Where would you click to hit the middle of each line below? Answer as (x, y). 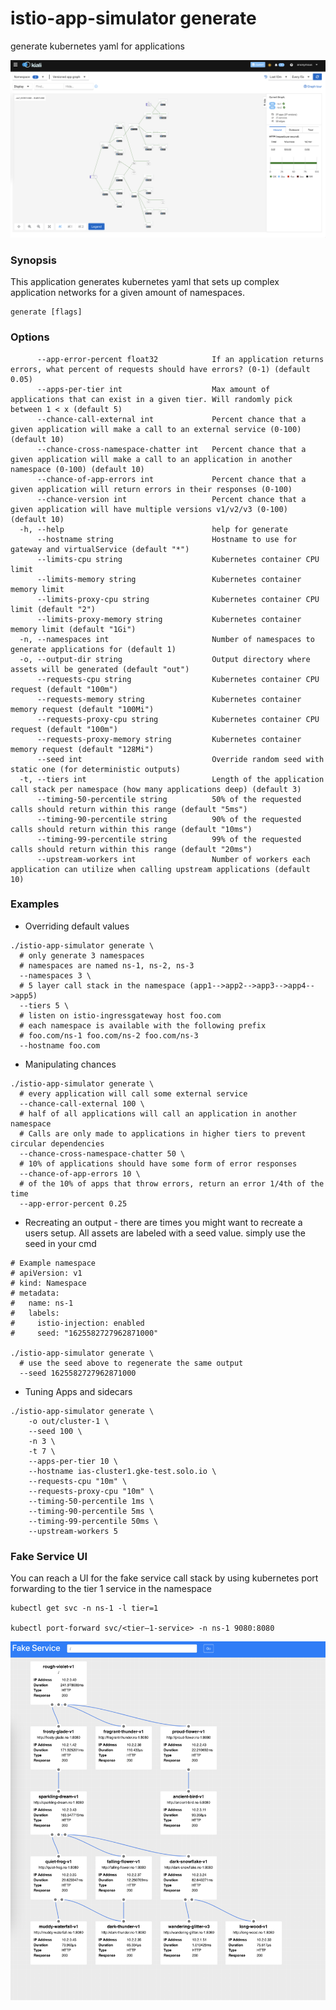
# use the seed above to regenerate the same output (131, 1363)
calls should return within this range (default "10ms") (131, 829)
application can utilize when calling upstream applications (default (160, 869)
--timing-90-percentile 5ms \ (91, 1511)
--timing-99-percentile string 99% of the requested (169, 839)
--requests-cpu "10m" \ (78, 1481)
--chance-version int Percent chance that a (171, 499)
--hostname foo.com (60, 1045)
